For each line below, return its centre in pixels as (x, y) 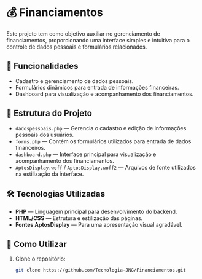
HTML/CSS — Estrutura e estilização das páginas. (79, 218)
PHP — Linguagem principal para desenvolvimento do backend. (96, 212)
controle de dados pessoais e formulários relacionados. (77, 47)
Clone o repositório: (40, 259)
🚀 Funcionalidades (42, 66)
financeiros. (30, 147)
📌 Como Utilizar (37, 244)
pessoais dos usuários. (45, 135)
